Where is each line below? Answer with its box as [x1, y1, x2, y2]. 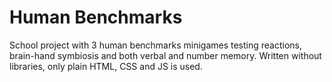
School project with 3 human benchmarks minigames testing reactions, [9, 39, 303, 51]
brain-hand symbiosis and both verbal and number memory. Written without [9, 49, 322, 61]
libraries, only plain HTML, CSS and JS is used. [9, 60, 203, 72]
